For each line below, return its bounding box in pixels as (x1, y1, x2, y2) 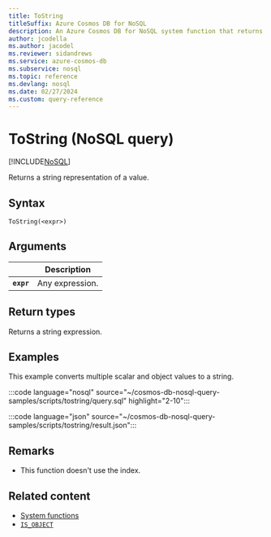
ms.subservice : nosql (8, 65, 82, 73)
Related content (8, 489, 91, 503)
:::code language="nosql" (8, 388, 95, 397)
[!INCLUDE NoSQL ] (8, 157, 71, 167)
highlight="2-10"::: (128, 396, 191, 406)
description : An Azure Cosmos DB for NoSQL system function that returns (8, 27, 264, 35)
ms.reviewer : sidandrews (8, 50, 92, 58)
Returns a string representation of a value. (8, 172, 149, 183)
